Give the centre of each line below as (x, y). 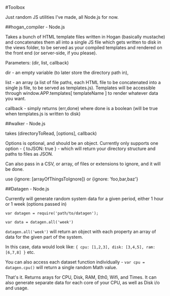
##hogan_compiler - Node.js (35, 27)
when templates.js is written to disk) (43, 114)
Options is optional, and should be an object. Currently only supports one (82, 143)
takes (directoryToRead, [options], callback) (51, 133)
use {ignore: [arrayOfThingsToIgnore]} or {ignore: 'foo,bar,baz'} (72, 179)
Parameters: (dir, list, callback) (37, 63)
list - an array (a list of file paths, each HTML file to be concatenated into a (83, 82)
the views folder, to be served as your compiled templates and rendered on (84, 47)
